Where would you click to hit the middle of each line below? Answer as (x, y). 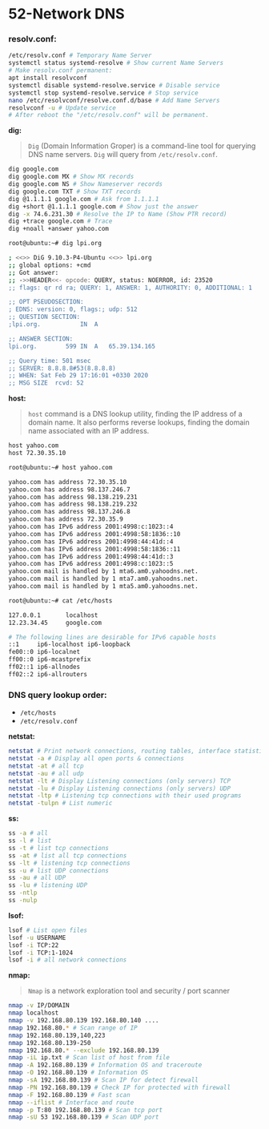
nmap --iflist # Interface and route (71, 1103)
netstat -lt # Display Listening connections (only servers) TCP (119, 781)
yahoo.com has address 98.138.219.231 (73, 497)
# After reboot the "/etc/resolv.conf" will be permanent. (109, 115)
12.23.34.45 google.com (55, 623)
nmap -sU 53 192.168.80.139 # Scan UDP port (84, 1117)
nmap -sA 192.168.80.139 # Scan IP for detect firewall (103, 1080)
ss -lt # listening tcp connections (69, 863)
